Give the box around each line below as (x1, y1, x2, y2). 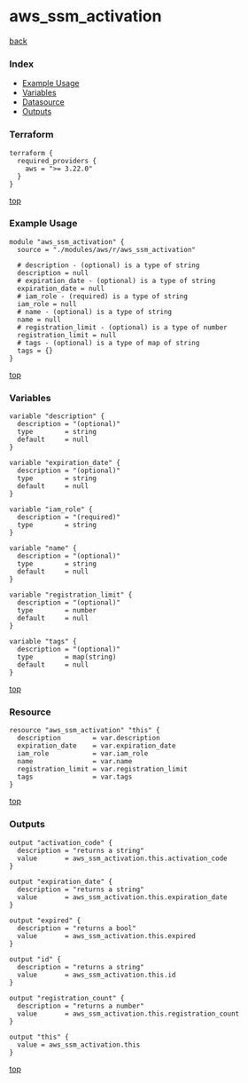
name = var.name (17, 757, 133, 766)
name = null (17, 315, 62, 324)
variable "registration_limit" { (9, 590, 133, 600)
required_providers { (17, 156, 97, 165)
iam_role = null (17, 299, 77, 308)
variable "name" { (9, 544, 77, 553)
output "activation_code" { (9, 838, 113, 847)
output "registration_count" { (9, 993, 125, 1002)
